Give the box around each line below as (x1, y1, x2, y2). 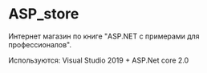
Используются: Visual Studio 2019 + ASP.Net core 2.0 (8, 55, 189, 65)
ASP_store (8, 5, 79, 23)
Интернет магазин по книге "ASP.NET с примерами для (8, 31, 200, 41)
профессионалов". (8, 39, 72, 49)
